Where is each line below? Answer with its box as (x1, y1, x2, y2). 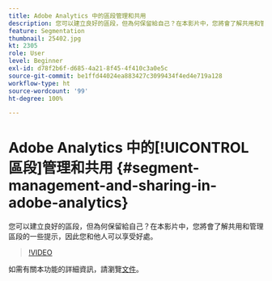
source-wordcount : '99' (8, 86, 89, 95)
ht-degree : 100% (8, 94, 63, 103)
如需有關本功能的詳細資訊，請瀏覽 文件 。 (8, 264, 143, 275)
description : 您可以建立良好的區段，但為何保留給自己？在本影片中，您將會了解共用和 (8, 19, 261, 27)
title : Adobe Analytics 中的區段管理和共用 (8, 11, 147, 20)
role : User (8, 49, 45, 57)
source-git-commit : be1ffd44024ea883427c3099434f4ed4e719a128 (8, 72, 223, 80)
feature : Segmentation (8, 27, 85, 35)
